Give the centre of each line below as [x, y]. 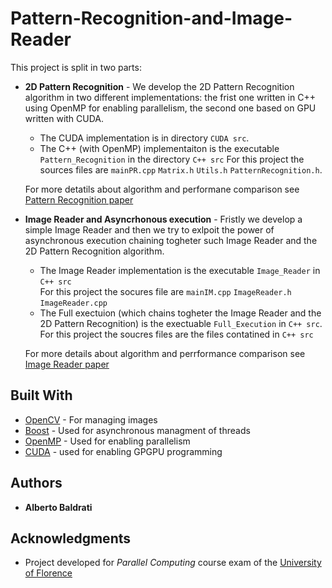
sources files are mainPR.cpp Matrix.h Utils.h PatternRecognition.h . [181, 169]
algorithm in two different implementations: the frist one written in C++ [170, 97]
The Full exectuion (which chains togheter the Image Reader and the [180, 313]
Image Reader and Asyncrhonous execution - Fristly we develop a [163, 219]
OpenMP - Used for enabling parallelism [107, 441]
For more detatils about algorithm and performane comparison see [162, 189]
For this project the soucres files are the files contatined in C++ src [176, 334]
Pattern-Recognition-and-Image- [151, 18]
